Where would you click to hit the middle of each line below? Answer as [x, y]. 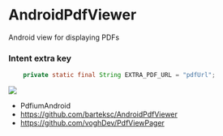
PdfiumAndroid [45, 106]
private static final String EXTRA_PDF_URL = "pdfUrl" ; [120, 75]
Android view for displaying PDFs [64, 37]
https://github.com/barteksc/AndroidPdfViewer [99, 114]
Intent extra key [40, 58]
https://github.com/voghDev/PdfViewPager [92, 123]
